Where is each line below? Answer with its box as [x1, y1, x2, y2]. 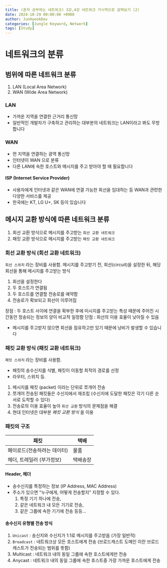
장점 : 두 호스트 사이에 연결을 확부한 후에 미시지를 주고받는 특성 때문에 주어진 [5, 308, 154, 314]
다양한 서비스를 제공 [12, 193, 51, 199]
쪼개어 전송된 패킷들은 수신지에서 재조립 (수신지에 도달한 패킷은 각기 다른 [12, 390, 154, 397]
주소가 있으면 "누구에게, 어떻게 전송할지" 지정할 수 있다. [12, 489, 121, 495]
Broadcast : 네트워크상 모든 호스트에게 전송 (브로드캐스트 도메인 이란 [12, 539, 146, 545]
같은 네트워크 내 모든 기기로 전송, [19, 502, 84, 508]
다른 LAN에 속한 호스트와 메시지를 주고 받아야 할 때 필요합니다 [12, 163, 133, 169]
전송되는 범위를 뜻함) [29, 545, 71, 551]
